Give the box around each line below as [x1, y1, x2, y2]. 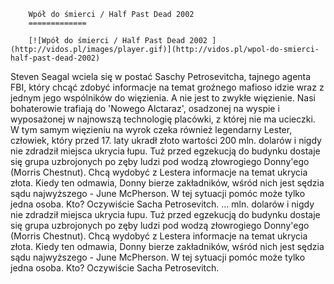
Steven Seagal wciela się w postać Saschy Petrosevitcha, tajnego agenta [10, 71, 312, 82]
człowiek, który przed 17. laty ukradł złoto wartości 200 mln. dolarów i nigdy [10, 135, 322, 146]
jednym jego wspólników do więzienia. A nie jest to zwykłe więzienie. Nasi [10, 92, 316, 104]
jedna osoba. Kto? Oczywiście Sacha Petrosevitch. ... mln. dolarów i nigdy [10, 198, 315, 210]
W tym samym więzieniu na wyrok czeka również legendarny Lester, [10, 124, 293, 135]
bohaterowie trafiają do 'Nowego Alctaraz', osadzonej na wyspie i [10, 103, 280, 114]
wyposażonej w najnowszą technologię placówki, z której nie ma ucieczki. [10, 113, 316, 125]
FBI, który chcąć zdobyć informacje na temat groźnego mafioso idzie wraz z [10, 81, 325, 93]
